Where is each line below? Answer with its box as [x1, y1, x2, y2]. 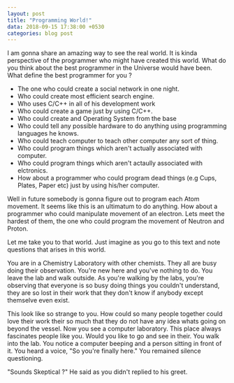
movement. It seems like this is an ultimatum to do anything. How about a [7, 202, 218, 210]
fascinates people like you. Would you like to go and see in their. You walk [7, 332, 220, 340]
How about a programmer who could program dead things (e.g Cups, [17, 174, 217, 182]
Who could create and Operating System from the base [17, 115, 177, 123]
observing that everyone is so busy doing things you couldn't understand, [7, 281, 220, 290]
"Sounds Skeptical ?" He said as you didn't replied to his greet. [7, 368, 188, 376]
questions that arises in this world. [7, 245, 106, 254]
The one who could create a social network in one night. [17, 85, 180, 93]
